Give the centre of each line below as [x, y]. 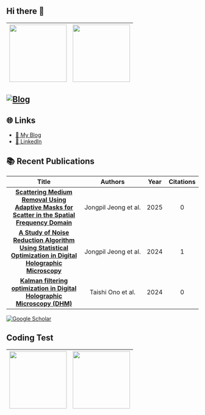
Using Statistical [44, 248]
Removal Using [44, 199]
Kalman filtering [44, 281]
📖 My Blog [28, 135]
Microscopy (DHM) [44, 303]
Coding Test [30, 338]
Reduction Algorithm [44, 240]
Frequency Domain [44, 222]
